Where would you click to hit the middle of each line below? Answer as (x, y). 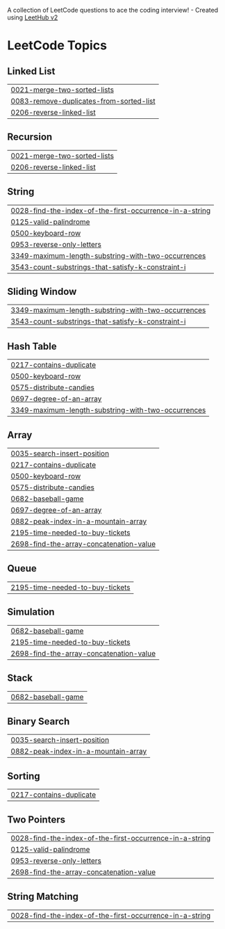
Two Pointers (36, 819)
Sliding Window (42, 292)
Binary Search (39, 721)
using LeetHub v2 (33, 17)
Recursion (30, 137)
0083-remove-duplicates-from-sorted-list (83, 101)
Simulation (31, 612)
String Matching (43, 897)
